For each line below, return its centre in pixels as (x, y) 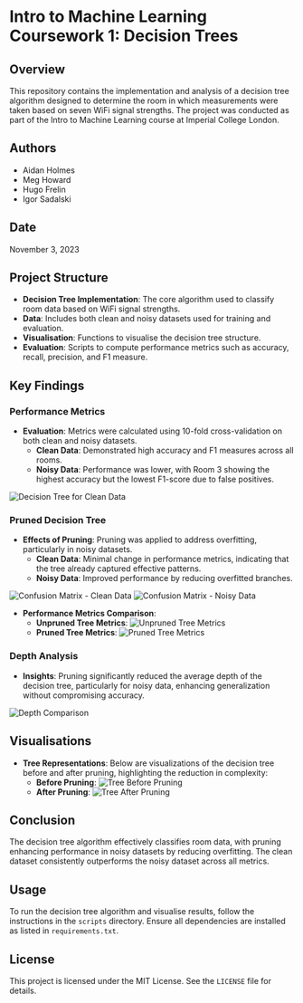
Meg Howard (47, 179)
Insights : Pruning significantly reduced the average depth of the (142, 675)
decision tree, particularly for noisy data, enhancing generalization (146, 685)
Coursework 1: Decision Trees (124, 36)
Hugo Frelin (44, 189)
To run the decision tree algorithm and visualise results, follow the (132, 912)
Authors (33, 148)
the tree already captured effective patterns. (118, 568)
